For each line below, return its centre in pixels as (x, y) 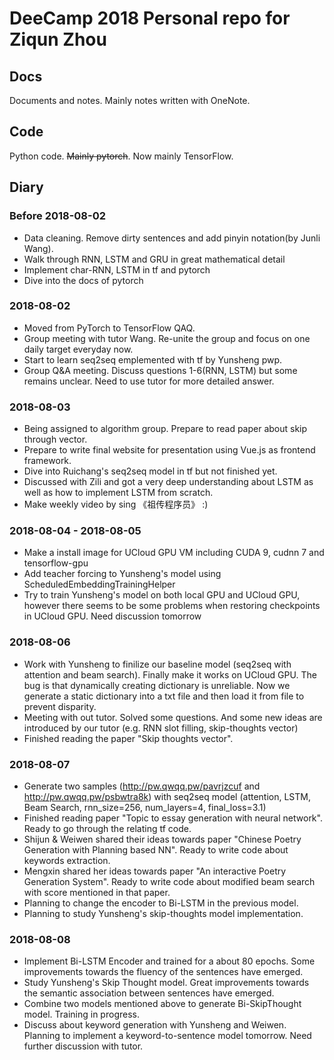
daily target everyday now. (78, 349)
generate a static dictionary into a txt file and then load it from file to (164, 696)
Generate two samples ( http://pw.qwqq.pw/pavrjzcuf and (142, 786)
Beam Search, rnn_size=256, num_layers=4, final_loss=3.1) (145, 807)
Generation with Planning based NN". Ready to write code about (156, 849)
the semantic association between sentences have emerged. (149, 993)
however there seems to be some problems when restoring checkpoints (172, 606)
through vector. (55, 439)
